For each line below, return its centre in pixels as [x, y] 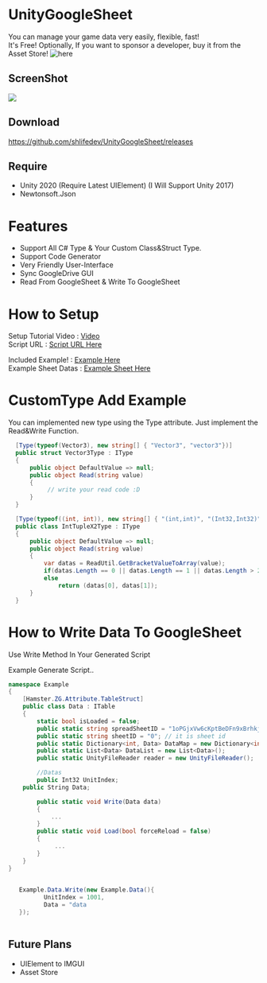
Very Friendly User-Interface [66, 265]
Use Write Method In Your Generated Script [79, 655]
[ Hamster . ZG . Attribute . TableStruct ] [83, 699]
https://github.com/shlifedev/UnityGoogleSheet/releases [101, 142]
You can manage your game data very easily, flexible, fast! [104, 37]
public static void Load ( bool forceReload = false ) [124, 831]
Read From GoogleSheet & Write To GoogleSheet [100, 282]
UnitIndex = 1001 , [74, 898]
